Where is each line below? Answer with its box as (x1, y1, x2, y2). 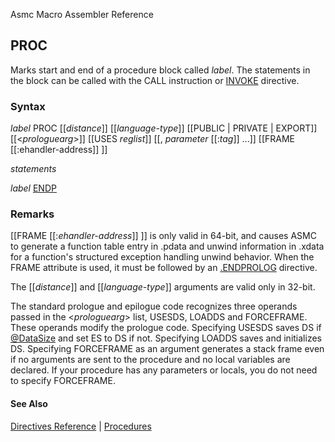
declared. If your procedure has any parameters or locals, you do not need (10, 364, 318, 376)
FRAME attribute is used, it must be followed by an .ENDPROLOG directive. (10, 262, 318, 274)
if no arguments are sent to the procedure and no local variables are (10, 354, 291, 366)
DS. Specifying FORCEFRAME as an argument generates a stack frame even (10, 343, 325, 355)
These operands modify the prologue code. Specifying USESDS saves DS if (10, 322, 322, 334)
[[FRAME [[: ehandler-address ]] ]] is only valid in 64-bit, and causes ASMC (10, 230, 317, 242)
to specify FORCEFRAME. (10, 375, 116, 387)
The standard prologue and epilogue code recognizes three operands (10, 300, 298, 313)
